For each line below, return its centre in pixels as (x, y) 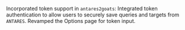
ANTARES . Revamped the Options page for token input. (71, 21)
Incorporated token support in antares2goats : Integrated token (82, 9)
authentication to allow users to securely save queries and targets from (93, 15)
